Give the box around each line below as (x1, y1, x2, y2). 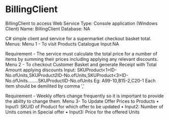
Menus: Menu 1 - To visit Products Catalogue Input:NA (5, 41, 119, 47)
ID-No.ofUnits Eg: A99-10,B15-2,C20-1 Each (63, 77, 156, 84)
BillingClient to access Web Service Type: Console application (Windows (5, 20, 158, 26)
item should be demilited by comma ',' (5, 83, 85, 89)
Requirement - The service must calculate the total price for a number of (5, 51, 158, 57)
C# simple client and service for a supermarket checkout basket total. (5, 35, 152, 42)
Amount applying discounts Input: (5, 67, 76, 73)
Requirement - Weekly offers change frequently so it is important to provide (5, 93, 164, 99)
